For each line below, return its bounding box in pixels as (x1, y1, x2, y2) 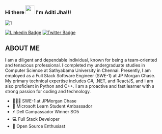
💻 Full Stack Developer (12, 116, 60, 122)
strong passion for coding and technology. (5, 89, 91, 95)
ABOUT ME (5, 44, 40, 52)
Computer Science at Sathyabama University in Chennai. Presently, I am (5, 67, 151, 73)
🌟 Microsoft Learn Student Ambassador (12, 103, 92, 109)
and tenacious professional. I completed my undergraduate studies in (5, 62, 145, 68)
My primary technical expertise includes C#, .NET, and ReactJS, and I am (5, 78, 153, 84)
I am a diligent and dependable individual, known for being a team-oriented (5, 57, 157, 63)
